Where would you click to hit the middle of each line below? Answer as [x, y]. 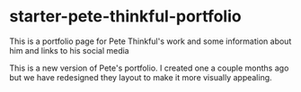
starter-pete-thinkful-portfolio [125, 17]
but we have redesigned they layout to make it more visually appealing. [141, 77]
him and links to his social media [69, 50]
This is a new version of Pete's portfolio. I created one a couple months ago [149, 68]
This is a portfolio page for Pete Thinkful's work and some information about [150, 41]
